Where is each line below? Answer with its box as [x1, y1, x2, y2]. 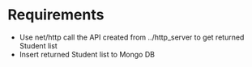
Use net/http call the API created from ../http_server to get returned [19, 32, 245, 42]
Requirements [7, 6, 105, 24]
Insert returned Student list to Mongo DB [19, 49, 156, 59]
